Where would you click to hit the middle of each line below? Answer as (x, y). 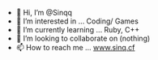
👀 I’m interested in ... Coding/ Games (77, 21)
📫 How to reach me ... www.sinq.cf (75, 47)
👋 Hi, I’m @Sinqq (44, 13)
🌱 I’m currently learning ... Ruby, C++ (78, 30)
